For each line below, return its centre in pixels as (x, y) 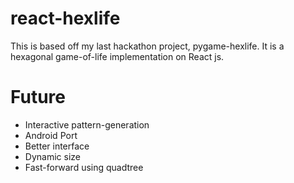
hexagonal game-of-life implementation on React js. (117, 56)
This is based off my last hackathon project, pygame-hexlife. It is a (147, 46)
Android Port (51, 135)
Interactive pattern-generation (87, 124)
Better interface (57, 146)
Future (38, 97)
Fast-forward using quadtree (84, 167)
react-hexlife (65, 18)
